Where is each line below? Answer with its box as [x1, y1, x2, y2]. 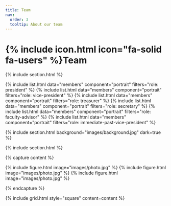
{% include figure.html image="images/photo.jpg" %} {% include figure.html [5, 165, 166, 171]
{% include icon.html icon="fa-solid [5, 44, 162, 55]
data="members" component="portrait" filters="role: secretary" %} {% [5, 103, 156, 109]
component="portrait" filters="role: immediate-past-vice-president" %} [5, 120, 156, 126]
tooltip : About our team [10, 21, 63, 27]
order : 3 [10, 17, 29, 22]
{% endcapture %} [5, 185, 45, 192]
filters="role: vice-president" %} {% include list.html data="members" [5, 93, 153, 99]
